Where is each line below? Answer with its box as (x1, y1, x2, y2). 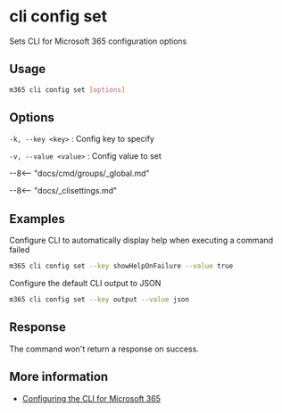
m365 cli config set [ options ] (9, 85, 126, 95)
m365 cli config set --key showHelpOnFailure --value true (9, 261, 234, 271)
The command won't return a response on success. (9, 343, 199, 354)
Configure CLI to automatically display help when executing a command (9, 235, 274, 246)
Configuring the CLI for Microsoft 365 (21, 392, 161, 403)
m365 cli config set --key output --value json (9, 295, 190, 304)
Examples (9, 211, 65, 227)
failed (9, 244, 30, 255)
